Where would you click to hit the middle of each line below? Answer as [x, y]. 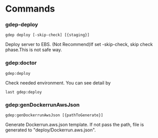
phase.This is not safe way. [34, 50]
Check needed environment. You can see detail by [58, 83]
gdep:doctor [21, 63]
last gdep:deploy [24, 92]
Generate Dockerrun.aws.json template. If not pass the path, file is [75, 125]
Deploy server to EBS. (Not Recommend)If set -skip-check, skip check [79, 44]
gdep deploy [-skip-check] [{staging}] [48, 35]
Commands [30, 9]
